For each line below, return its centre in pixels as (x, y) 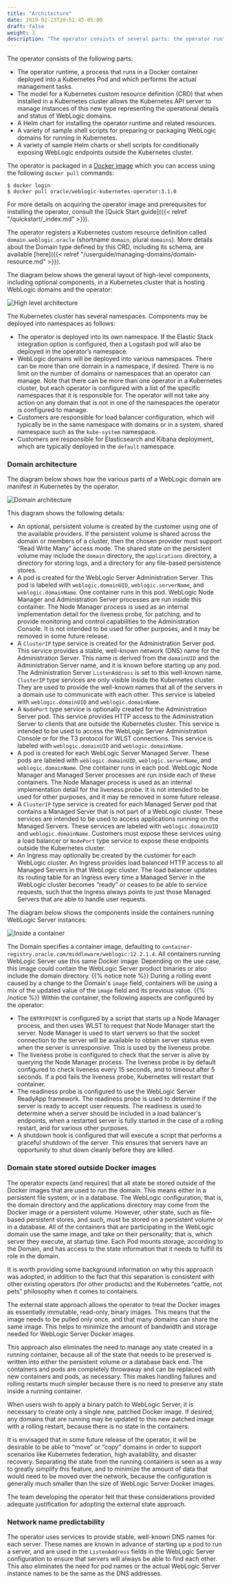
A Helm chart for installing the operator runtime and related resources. (117, 123)
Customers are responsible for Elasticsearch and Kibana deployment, (115, 439)
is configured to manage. (53, 410)
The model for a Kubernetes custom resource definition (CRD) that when (120, 94)
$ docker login (29, 186)
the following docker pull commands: (61, 173)
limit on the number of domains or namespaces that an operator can (114, 374)
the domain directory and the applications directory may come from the (108, 1205)
